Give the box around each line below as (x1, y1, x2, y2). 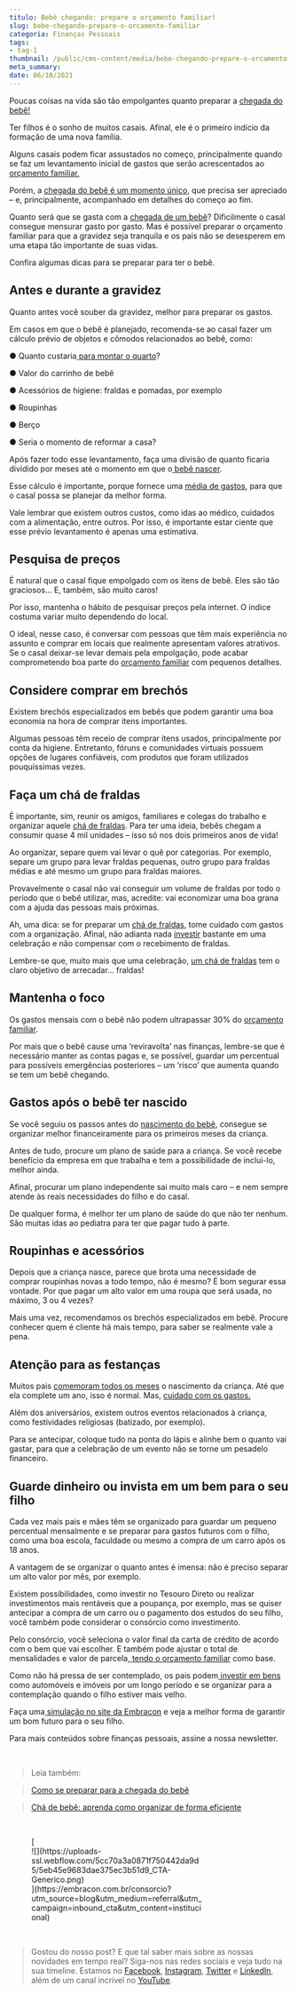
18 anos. (9, 1545, 40, 1556)
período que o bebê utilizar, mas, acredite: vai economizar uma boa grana (9, 893, 279, 903)
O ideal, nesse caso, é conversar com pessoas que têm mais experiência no (9, 629, 287, 639)
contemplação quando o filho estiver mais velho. (9, 1689, 187, 1700)
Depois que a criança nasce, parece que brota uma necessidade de (9, 1266, 257, 1277)
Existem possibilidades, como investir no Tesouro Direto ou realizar (9, 1588, 255, 1599)
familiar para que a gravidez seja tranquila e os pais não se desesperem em (9, 230, 286, 241)
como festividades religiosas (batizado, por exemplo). (9, 1417, 206, 1427)
